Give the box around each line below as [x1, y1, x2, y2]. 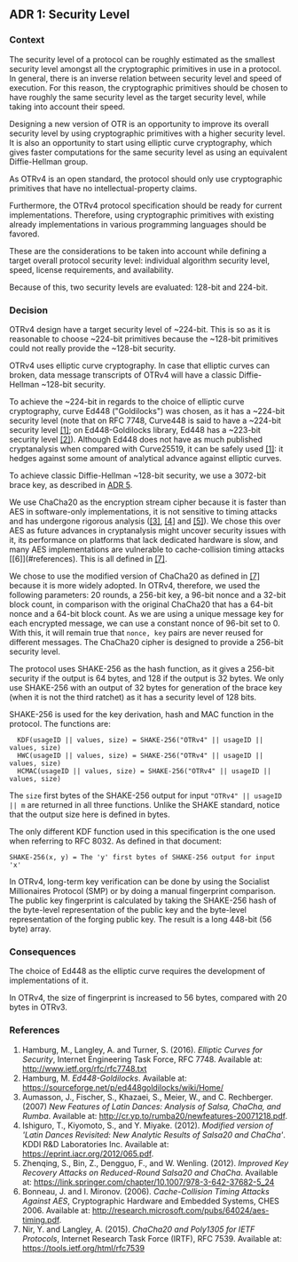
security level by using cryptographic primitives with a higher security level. [9, 128, 286, 139]
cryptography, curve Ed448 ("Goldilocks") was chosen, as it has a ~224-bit [9, 405, 286, 416]
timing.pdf [21, 1214, 59, 1225]
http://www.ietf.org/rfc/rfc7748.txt [21, 1063, 147, 1074]
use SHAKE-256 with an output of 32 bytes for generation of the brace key [9, 682, 283, 692]
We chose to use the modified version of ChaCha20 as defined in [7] [9, 571, 260, 581]
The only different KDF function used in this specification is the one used [9, 826, 276, 836]
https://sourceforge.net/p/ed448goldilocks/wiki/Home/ [21, 1082, 224, 1092]
